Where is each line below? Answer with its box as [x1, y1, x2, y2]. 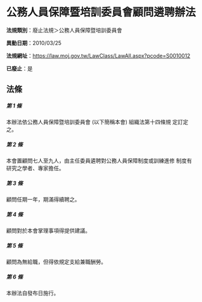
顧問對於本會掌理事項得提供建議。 [6, 227, 91, 235]
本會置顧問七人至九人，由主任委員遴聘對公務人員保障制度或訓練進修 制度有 [6, 157, 192, 164]
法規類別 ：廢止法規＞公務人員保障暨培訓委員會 [6, 26, 122, 34]
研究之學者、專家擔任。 [6, 165, 64, 172]
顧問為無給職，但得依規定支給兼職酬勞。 [6, 258, 106, 265]
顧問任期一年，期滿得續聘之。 [6, 196, 80, 203]
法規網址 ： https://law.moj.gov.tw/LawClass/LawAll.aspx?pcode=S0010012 [6, 52, 191, 59]
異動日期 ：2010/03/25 [6, 39, 62, 46]
